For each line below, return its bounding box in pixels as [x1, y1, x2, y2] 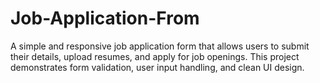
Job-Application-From [10, 7, 200, 30]
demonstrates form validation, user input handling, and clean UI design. [10, 61, 305, 73]
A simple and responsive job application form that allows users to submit [10, 40, 310, 52]
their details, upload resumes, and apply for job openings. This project [10, 50, 300, 62]
